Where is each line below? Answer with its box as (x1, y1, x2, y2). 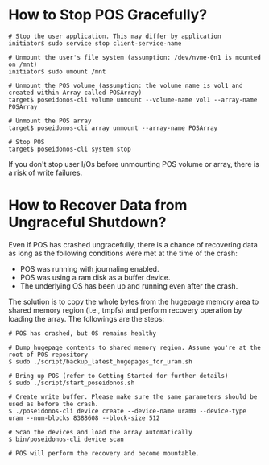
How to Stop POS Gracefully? (8, 6, 208, 24)
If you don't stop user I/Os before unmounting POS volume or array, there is (8, 159, 259, 168)
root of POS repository (8, 351, 89, 359)
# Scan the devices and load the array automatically (8, 428, 193, 436)
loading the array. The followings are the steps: (8, 313, 165, 323)
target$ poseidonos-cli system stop (8, 145, 131, 153)
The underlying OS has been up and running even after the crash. (19, 280, 238, 291)
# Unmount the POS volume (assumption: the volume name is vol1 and (8, 81, 243, 89)
